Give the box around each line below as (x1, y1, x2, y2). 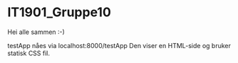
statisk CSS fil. (7, 49, 51, 57)
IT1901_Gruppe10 (7, 4, 112, 21)
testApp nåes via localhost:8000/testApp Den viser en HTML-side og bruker (7, 41, 232, 50)
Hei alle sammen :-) (7, 28, 66, 36)
